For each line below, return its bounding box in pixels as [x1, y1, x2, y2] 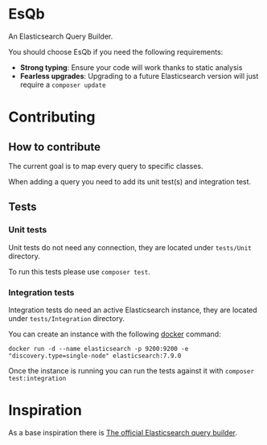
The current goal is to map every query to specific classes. [8, 161, 203, 171]
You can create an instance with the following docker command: [8, 329, 221, 339]
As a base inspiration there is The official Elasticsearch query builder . [8, 427, 237, 437]
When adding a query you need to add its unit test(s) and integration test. [8, 176, 252, 186]
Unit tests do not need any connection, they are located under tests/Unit [8, 242, 252, 252]
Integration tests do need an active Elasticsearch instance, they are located [8, 305, 257, 315]
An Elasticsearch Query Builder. [8, 31, 113, 41]
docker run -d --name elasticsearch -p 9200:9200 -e [8, 344, 189, 352]
